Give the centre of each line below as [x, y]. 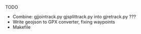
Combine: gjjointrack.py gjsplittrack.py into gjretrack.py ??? [74, 17]
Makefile [21, 27]
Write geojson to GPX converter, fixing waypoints [64, 22]
